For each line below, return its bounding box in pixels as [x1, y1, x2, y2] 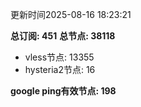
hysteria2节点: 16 [24, 64, 96, 75]
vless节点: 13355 [24, 51, 95, 63]
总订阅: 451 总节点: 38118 [10, 30, 116, 42]
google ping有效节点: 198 [10, 85, 117, 97]
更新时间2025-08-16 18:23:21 [10, 9, 132, 20]
